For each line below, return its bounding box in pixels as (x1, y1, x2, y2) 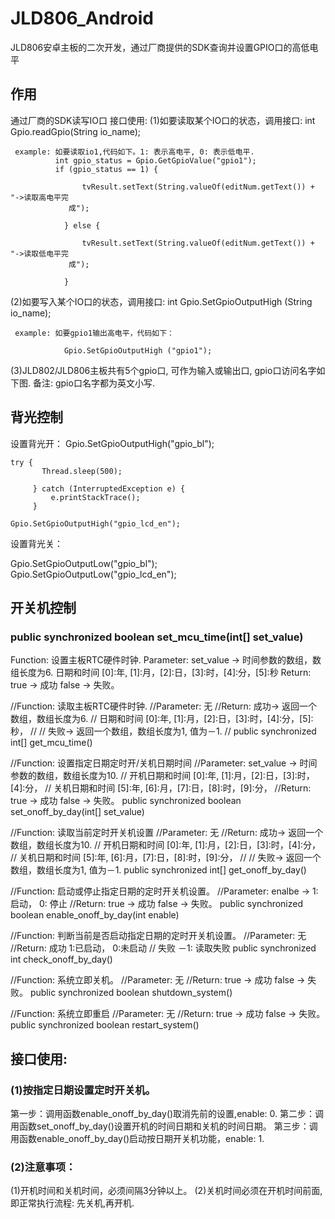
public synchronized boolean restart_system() (10, 1019, 200, 1031)
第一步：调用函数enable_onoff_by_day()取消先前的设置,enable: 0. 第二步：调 (10, 1107, 324, 1119)
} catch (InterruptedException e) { (32, 483, 186, 494)
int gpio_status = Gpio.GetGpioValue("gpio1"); (54, 155, 257, 166)
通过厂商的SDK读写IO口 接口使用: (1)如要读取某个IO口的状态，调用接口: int (10, 114, 316, 126)
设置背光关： (10, 537, 63, 549)
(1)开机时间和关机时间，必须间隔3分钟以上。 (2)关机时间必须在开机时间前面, (10, 1185, 323, 1197)
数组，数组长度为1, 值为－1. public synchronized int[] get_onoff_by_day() (10, 864, 307, 876)
